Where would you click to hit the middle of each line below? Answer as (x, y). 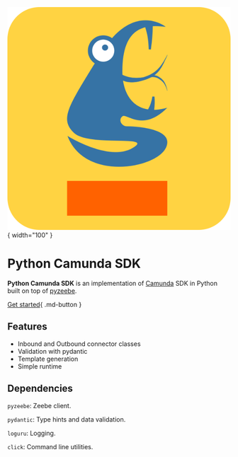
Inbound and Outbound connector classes (79, 344)
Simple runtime (40, 366)
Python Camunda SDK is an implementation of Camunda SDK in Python (113, 283)
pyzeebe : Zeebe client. (39, 405)
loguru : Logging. (32, 433)
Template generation (48, 359)
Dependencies (40, 389)
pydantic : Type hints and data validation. (67, 419)
